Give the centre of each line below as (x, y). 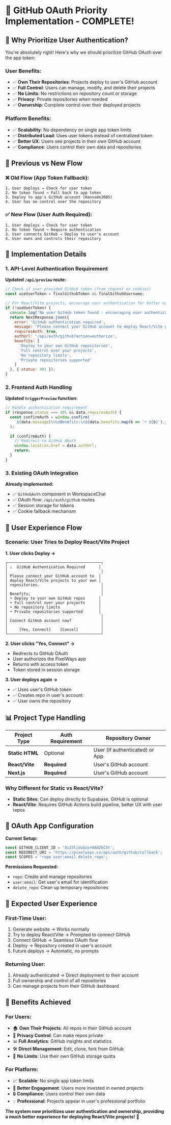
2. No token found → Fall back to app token (53, 193)
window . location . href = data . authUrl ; (55, 446)
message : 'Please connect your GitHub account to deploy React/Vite (89, 327)
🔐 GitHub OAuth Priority (56, 10)
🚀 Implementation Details (46, 254)
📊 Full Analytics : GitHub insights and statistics (62, 1041)
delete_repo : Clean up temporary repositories (60, 888)
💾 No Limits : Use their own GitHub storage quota (64, 1056)
